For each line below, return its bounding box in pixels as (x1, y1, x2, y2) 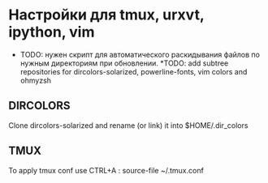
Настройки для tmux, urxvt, (8, 6, 205, 24)
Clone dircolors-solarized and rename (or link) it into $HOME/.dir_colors (8, 120, 249, 130)
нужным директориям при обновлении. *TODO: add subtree (19, 58, 229, 68)
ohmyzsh (19, 75, 51, 85)
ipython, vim (8, 23, 95, 41)
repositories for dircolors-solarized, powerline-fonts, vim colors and (19, 66, 248, 76)
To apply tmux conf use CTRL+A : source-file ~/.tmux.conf (8, 165, 205, 175)
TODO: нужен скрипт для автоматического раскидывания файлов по (19, 49, 260, 59)
